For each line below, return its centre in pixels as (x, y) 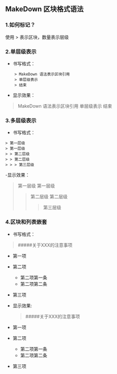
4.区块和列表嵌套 (26, 222)
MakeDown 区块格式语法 (45, 9)
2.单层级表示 (21, 52)
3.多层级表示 (21, 120)
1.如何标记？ (20, 25)
